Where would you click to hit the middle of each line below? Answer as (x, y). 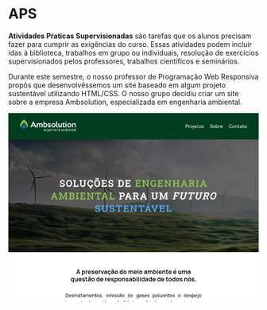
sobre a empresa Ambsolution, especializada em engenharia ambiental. (125, 102)
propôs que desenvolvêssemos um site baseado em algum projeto (117, 85)
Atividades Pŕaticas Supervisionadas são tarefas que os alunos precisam (130, 36)
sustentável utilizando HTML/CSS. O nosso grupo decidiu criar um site (124, 93)
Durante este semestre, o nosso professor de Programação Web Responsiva (133, 76)
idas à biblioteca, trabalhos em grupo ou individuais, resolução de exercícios (133, 52)
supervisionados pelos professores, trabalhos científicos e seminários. (124, 61)
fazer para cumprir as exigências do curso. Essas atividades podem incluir (130, 44)
